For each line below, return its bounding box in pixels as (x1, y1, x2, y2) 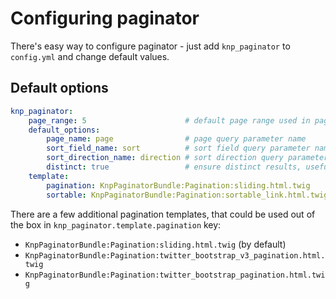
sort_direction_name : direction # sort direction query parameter (46, 153, 329, 163)
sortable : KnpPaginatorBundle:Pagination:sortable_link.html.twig (46, 190, 329, 200)
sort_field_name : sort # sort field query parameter (46, 143, 311, 154)
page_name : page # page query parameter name (46, 134, 307, 144)
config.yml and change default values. (10, 50, 170, 62)
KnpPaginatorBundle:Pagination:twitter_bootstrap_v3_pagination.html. (24, 250, 326, 261)
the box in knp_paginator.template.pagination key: (10, 218, 222, 231)
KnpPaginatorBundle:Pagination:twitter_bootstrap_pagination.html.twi (24, 270, 326, 280)
